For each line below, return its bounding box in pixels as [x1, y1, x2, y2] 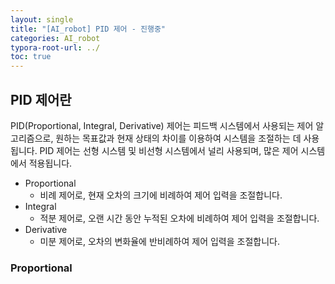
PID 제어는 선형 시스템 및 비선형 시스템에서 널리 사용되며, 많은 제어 [39, 144, 299, 156]
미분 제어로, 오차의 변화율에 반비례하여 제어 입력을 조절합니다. [39, 235, 280, 247]
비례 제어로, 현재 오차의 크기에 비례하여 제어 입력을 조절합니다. [39, 189, 283, 201]
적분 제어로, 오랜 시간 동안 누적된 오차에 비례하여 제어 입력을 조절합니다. [39, 212, 320, 224]
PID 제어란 [10, 91, 72, 108]
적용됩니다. [28, 157, 73, 169]
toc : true [10, 52, 52, 62]
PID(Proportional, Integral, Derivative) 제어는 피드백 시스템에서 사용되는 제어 [10, 119, 314, 131]
